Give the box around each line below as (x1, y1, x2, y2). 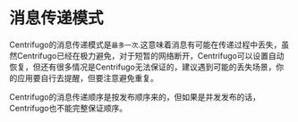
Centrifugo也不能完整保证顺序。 (9, 102, 128, 113)
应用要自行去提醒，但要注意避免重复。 (16, 72, 158, 83)
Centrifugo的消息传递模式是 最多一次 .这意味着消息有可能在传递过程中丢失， (9, 39, 282, 50)
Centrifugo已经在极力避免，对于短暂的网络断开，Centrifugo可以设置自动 (16, 50, 285, 61)
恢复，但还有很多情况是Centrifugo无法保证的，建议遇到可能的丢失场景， (9, 61, 277, 72)
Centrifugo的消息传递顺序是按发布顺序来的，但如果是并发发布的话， (9, 91, 261, 102)
